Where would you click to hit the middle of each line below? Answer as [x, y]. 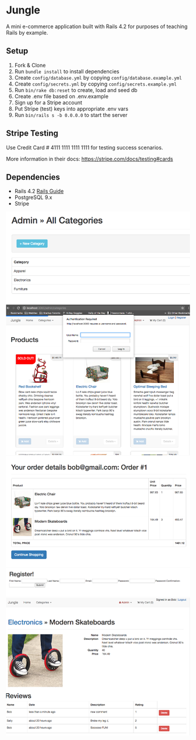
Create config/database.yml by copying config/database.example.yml [98, 77]
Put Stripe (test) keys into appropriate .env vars [71, 108]
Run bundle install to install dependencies [67, 71]
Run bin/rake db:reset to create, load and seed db [76, 90]
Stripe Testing [32, 133]
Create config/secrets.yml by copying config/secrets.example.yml [95, 84]
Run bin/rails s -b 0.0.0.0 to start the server [71, 115]
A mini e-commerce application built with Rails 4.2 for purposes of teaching [97, 26]
